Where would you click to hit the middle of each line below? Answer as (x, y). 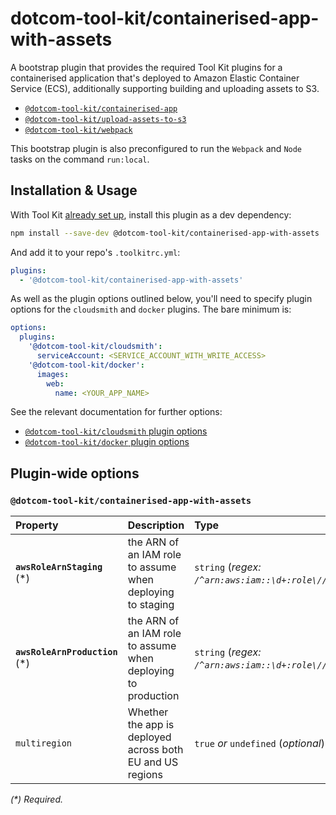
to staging (151, 605)
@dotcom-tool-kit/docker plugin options (107, 442)
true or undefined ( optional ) (259, 744)
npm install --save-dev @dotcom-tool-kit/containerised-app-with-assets (165, 233)
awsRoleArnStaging (59, 567)
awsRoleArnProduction (66, 652)
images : (53, 374)
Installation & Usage (74, 190)
